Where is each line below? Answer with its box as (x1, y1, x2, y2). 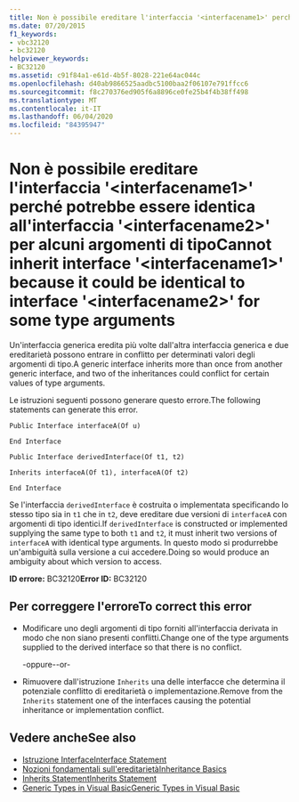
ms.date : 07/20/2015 (9, 21, 86, 30)
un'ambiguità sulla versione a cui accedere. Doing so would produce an (9, 547, 270, 557)
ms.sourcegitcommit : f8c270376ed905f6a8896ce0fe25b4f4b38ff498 (9, 87, 249, 96)
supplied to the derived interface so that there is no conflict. (21, 642, 242, 652)
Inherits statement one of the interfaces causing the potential (21, 695, 251, 706)
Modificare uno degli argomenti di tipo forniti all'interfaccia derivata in (21, 622, 279, 633)
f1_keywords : (9, 29, 58, 38)
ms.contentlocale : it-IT (9, 104, 101, 113)
